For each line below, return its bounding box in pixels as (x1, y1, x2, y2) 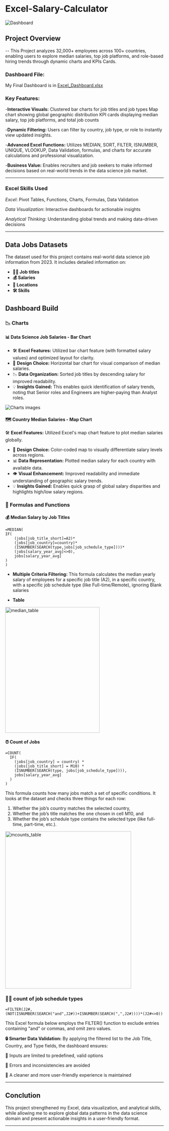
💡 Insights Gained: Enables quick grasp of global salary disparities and (12, 483, 160, 489)
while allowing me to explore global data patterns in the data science (5, 1110, 147, 1116)
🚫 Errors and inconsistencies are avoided (5, 1062, 91, 1068)
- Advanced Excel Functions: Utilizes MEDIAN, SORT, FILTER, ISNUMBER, (5, 142, 158, 148)
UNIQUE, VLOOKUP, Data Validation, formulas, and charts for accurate (5, 147, 152, 154)
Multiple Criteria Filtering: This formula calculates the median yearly (12, 571, 156, 577)
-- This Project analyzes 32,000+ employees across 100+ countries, (5, 47, 147, 53)
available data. (12, 465, 43, 471)
